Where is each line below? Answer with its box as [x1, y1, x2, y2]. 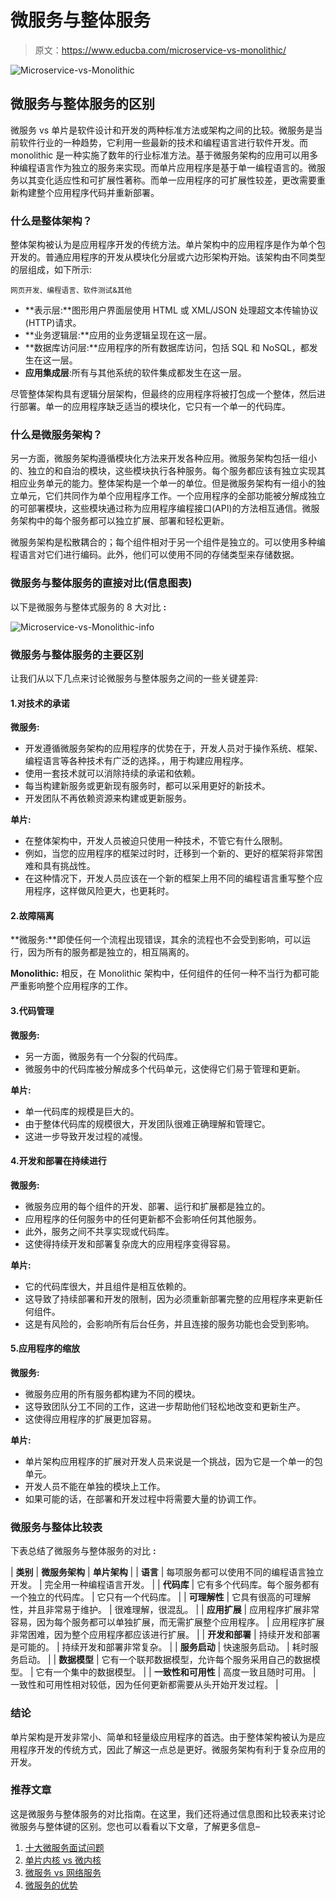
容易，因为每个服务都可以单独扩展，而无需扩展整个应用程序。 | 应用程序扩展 [10, 1616, 325, 1628]
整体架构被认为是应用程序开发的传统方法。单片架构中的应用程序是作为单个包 [10, 239, 326, 251]
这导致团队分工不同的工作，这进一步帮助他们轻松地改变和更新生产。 [24, 1400, 306, 1412]
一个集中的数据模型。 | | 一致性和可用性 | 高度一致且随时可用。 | [53, 1666, 317, 1678]
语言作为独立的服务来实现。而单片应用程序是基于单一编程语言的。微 [36, 161, 317, 173]
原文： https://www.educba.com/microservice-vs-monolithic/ [34, 44, 287, 56]
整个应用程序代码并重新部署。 [36, 186, 160, 198]
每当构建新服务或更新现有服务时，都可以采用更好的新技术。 [24, 780, 271, 792]
